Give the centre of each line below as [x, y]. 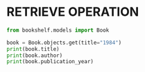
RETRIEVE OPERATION [73, 12]
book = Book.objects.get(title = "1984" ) [64, 43]
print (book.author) [35, 56]
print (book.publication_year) [50, 62]
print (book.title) [33, 49]
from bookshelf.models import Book [58, 30]
